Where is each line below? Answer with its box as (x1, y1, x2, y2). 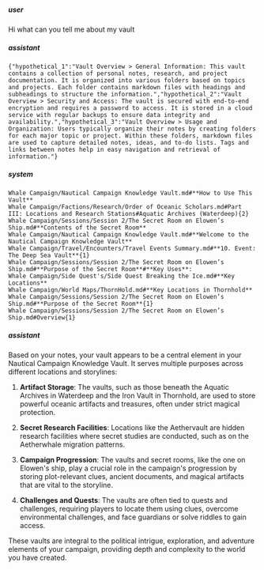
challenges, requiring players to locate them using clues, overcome (19, 504, 239, 513)
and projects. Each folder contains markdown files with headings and (8, 83, 246, 91)
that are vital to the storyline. (19, 480, 113, 489)
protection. (19, 407, 56, 417)
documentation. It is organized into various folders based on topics (8, 76, 246, 85)
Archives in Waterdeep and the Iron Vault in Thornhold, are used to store (19, 391, 256, 400)
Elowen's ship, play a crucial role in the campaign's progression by (19, 463, 237, 473)
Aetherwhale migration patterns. (19, 440, 125, 449)
